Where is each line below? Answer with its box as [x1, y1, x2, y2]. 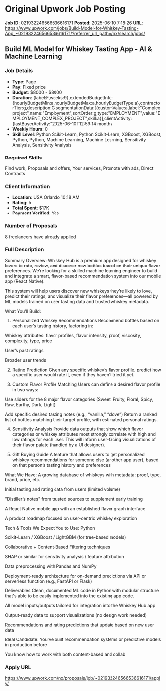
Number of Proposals [5, 222, 58, 229]
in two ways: [12, 386, 39, 392]
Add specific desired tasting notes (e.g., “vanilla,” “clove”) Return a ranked [5, 411, 157, 417]
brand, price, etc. [5, 477, 41, 482]
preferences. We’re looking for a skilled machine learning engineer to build [5, 267, 158, 273]
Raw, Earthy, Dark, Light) [5, 401, 55, 407]
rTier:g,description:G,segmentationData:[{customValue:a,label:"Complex [12, 105, 160, 111]
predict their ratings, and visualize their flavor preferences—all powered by [5, 293, 158, 299]
